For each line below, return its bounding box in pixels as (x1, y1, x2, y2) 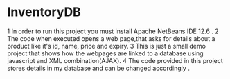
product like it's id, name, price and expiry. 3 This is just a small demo (7, 42, 206, 50)
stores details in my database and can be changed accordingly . (7, 64, 191, 72)
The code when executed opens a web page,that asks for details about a (7, 34, 215, 42)
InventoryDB (7, 4, 81, 20)
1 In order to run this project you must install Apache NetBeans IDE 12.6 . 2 (7, 27, 220, 35)
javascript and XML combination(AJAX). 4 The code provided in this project (7, 56, 223, 64)
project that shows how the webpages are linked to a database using (7, 49, 204, 58)
